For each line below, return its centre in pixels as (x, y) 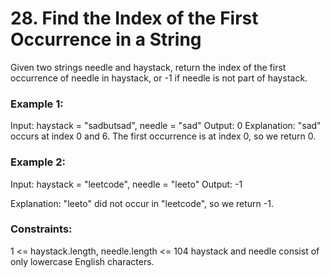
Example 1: (37, 104)
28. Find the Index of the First (134, 18)
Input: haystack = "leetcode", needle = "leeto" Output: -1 (126, 184)
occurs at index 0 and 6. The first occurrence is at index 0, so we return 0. (163, 136)
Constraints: (41, 229)
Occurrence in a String (106, 39)
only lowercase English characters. (82, 261)
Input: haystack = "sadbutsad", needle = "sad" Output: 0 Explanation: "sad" (166, 126)
